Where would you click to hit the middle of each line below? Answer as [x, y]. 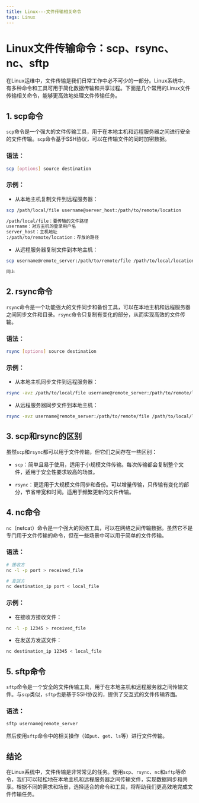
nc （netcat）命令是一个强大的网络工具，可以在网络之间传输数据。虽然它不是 [99, 528]
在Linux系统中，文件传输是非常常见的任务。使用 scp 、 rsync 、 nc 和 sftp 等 [94, 772]
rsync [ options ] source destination [51, 351]
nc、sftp [28, 63]
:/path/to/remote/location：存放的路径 [53, 238]
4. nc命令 [23, 512]
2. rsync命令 [29, 292]
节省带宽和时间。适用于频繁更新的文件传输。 [80, 492]
